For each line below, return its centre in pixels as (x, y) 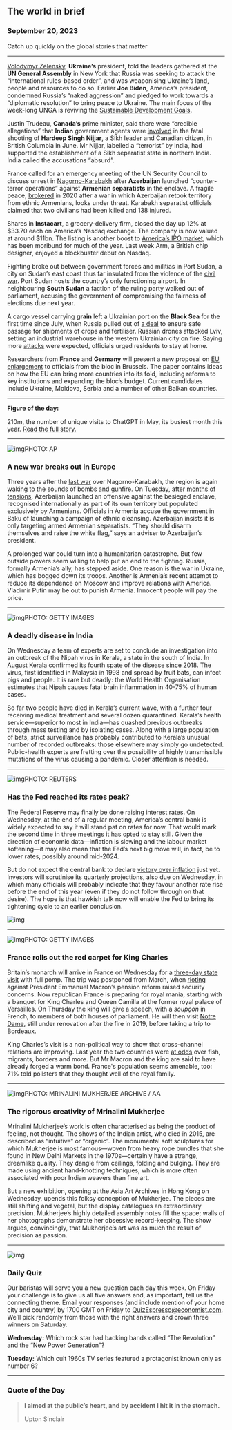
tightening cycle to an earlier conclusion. (65, 906)
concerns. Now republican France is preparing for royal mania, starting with (115, 994)
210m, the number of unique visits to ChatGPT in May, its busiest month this (115, 421)
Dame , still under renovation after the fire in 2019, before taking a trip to (109, 1023)
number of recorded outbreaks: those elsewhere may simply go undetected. (116, 744)
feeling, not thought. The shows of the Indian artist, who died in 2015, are (111, 1134)
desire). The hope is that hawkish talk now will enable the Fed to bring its (111, 899)
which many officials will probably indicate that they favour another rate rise (115, 884)
